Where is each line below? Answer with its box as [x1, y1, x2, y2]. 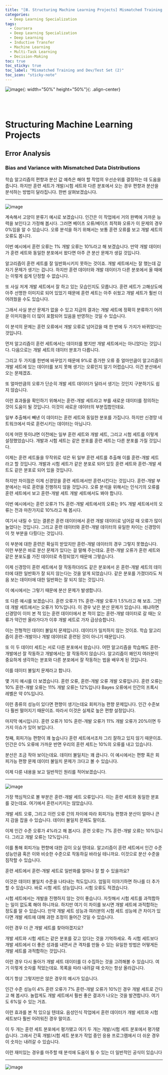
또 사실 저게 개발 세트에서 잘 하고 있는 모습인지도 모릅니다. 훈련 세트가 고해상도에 [5, 284, 162, 290]
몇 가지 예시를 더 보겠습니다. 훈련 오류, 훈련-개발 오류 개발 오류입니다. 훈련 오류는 [5, 678, 163, 684]
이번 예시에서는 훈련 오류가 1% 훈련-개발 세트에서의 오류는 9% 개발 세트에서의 [5, 500, 157, 506]
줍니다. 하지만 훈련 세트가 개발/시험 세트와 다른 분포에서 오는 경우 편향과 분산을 [5, 182, 159, 188]
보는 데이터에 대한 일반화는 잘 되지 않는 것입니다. [10, 577, 105, 583]
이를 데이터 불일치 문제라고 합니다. [5, 667, 72, 673]
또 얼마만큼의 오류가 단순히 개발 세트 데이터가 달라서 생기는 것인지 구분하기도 [5, 380, 155, 386]
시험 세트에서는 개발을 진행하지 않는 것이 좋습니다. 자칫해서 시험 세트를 [5, 895, 142, 901]
